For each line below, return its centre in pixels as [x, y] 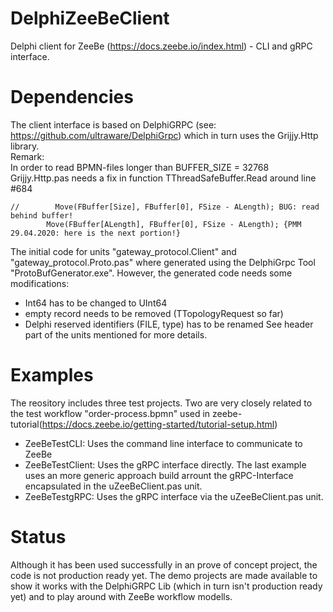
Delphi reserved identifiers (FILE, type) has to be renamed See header [169, 324]
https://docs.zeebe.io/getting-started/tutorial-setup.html [158, 424]
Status [38, 537]
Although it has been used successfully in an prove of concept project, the [164, 564]
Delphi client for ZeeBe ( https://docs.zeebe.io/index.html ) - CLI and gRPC [161, 46]
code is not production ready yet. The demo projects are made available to [164, 575]
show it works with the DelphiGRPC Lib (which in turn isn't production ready [166, 586]
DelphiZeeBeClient [90, 18]
